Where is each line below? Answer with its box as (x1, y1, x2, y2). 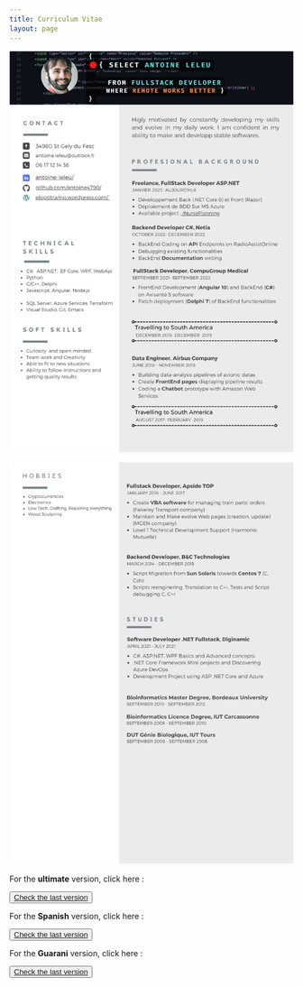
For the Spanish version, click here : (9, 910, 144, 921)
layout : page (9, 23, 59, 33)
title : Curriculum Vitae (9, 14, 103, 23)
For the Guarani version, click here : (9, 947, 143, 958)
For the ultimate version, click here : (9, 873, 144, 884)
